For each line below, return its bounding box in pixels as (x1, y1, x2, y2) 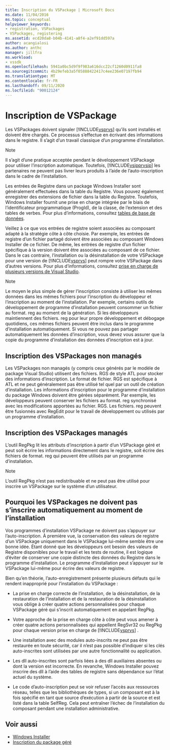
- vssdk (5, 59, 22, 65)
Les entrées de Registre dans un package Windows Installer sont (5, 183, 141, 189)
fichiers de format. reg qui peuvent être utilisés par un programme (5, 453, 144, 459)
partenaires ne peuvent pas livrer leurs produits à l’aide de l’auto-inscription (5, 168, 163, 174)
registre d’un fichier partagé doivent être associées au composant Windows (5, 236, 164, 242)
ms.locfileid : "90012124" (5, 87, 60, 93)
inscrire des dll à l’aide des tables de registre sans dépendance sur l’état (12, 668, 164, 674)
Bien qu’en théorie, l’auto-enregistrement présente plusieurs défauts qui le (5, 575, 161, 581)
